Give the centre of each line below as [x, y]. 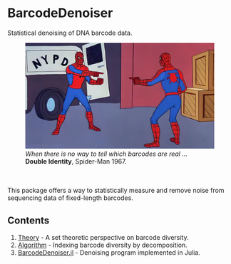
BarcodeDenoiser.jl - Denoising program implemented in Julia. [109, 253]
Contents [29, 220]
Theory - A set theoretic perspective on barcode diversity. [103, 238]
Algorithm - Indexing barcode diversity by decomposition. [102, 245]
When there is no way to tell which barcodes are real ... [106, 154]
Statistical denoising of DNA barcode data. [70, 33]
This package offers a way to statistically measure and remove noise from [116, 191]
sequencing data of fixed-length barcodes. [70, 198]
